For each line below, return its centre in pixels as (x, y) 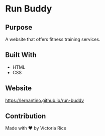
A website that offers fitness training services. (53, 39)
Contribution (26, 116)
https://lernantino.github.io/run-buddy (45, 100)
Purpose (19, 27)
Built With (21, 55)
